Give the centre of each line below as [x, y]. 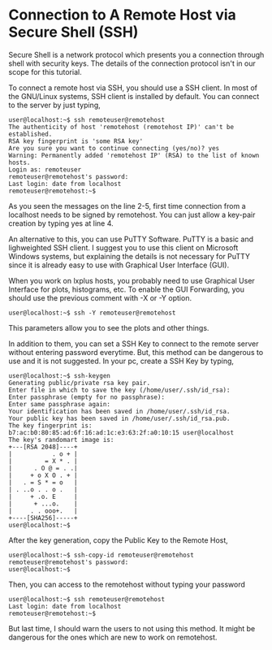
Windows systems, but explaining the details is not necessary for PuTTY [129, 256]
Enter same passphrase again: [60, 404]
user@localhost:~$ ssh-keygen [60, 375]
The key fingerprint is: [50, 425]
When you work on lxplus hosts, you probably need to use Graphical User [132, 280]
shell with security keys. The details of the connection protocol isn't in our [132, 63]
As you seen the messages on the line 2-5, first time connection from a [127, 206]
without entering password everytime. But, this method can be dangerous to [136, 352]
